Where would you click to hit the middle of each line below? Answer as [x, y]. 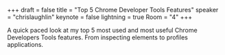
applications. [25, 44]
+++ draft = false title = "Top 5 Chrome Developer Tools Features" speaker [113, 10]
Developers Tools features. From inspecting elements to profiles [98, 37]
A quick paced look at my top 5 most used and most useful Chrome [102, 30]
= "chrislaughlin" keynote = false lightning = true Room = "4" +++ [100, 17]
